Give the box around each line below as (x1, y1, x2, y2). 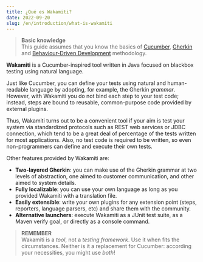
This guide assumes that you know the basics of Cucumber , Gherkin (21, 43, 193, 50)
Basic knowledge (21, 37, 66, 44)
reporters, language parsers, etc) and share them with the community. (15, 205, 191, 212)
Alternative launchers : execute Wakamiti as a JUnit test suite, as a (15, 212, 184, 219)
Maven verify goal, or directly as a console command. (15, 218, 150, 225)
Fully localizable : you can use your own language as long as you (15, 186, 178, 193)
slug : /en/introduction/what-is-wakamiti (6, 20, 113, 26)
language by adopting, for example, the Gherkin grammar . (29, 86, 176, 93)
